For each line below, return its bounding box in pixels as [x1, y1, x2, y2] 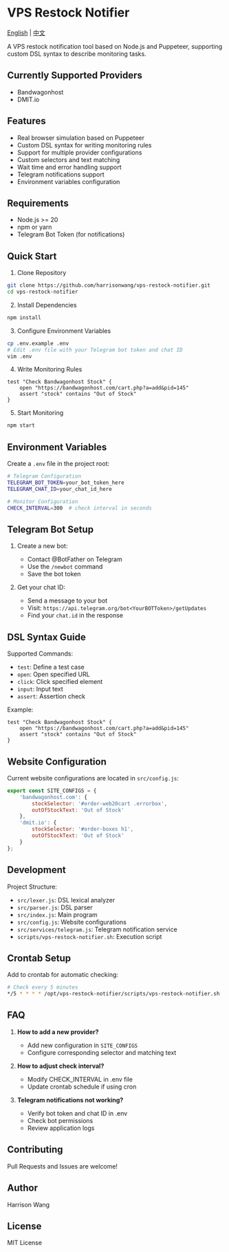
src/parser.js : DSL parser [17, 903, 93, 911]
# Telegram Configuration [7, 473, 81, 480]
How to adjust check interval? [17, 1062, 105, 1070]
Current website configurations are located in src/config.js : [7, 774, 179, 782]
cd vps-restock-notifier [7, 288, 78, 296]
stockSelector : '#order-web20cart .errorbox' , [32, 800, 168, 807]
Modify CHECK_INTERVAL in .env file [27, 1075, 133, 1083]
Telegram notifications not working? [17, 1095, 124, 1104]
